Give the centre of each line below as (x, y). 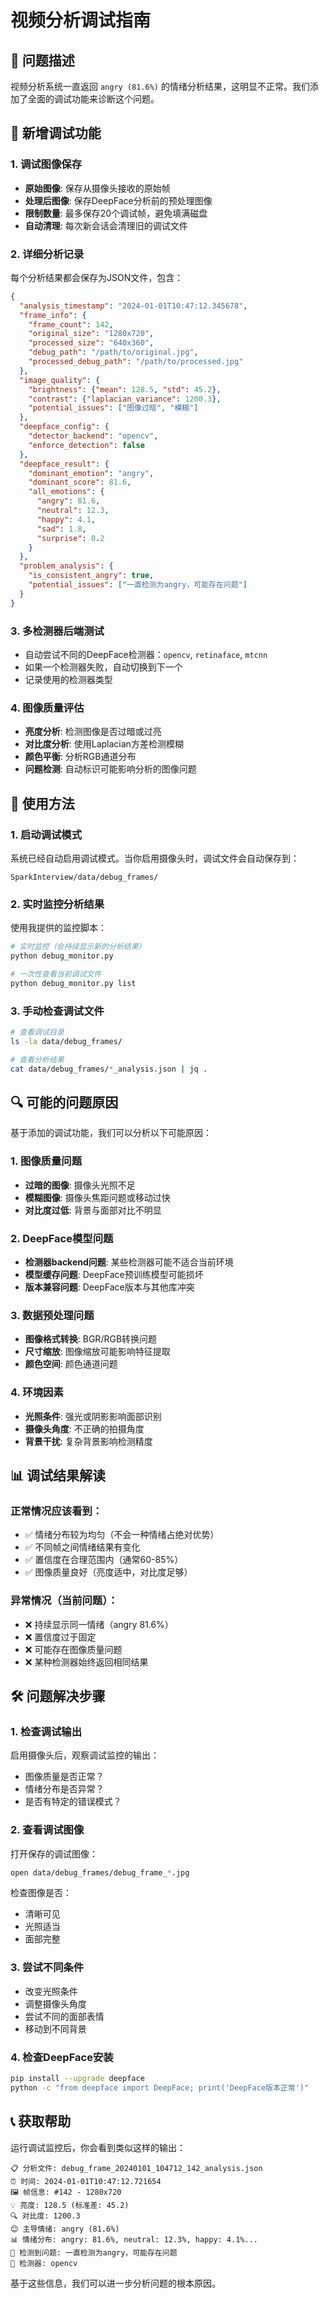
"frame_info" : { (53, 315)
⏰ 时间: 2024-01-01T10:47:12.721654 (86, 2181)
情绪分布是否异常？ (64, 1789)
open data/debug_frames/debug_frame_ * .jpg (100, 1872)
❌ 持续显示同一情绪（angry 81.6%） (99, 1624)
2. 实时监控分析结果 (57, 904)
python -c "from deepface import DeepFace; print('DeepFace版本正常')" (160, 2087)
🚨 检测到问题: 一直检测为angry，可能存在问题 (94, 2252)
